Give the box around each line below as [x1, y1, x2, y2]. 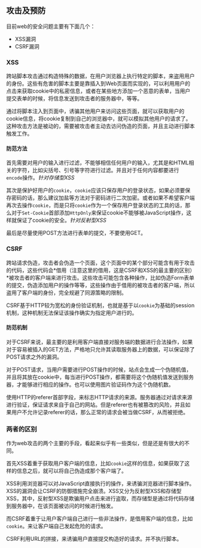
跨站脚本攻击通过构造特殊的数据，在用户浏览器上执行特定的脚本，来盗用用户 [6, 72, 195, 79]
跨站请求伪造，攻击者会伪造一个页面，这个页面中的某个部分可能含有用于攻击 [6, 259, 195, 266]
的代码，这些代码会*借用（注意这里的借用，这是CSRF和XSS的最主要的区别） [6, 267, 193, 274]
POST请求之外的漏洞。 [6, 353, 63, 360]
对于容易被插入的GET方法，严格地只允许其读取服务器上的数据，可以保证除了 [6, 345, 195, 353]
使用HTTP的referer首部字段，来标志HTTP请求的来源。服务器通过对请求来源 [6, 393, 193, 400]
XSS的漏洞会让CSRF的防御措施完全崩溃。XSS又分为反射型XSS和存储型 [6, 488, 182, 495]
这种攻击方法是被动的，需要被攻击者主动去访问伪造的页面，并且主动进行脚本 [6, 123, 195, 130]
